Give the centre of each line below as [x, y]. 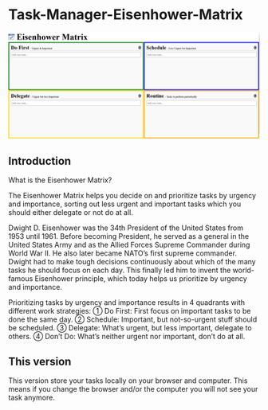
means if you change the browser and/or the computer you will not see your [133, 389]
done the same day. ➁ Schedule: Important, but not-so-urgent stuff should [133, 319]
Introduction [40, 161]
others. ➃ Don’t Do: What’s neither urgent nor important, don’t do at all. [127, 337]
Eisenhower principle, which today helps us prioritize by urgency [141, 279]
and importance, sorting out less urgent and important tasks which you [125, 204]
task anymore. [32, 398]
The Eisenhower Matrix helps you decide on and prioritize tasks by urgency [132, 196]
